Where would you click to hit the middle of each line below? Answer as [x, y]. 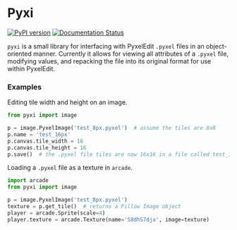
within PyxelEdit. [31, 68]
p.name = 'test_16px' [39, 134]
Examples [25, 87]
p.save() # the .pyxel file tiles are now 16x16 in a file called [109, 154]
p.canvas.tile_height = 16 [47, 147]
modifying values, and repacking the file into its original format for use [109, 61]
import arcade [28, 181]
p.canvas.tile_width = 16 [45, 141]
